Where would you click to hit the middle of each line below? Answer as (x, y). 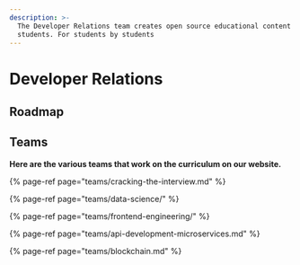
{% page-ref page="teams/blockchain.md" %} (96, 251)
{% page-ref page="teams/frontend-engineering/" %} (110, 216)
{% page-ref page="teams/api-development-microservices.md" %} (135, 234)
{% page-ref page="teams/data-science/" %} (94, 199)
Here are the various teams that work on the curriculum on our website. (145, 163)
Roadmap (37, 112)
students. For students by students (86, 34)
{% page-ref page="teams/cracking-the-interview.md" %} (118, 181)
